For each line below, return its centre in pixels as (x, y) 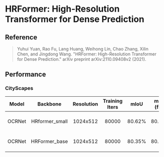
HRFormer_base (50, 141)
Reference (21, 37)
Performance (26, 75)
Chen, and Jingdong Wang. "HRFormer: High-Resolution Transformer (87, 54)
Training (113, 101)
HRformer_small (49, 121)
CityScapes (19, 88)
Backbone (50, 104)
